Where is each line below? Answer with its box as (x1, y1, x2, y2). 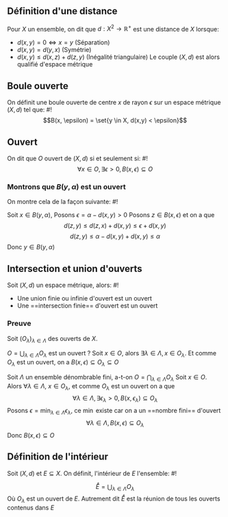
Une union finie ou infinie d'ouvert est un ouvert (16, 294, 153, 303)
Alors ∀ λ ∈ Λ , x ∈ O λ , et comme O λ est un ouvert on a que (7, 381, 175, 392)
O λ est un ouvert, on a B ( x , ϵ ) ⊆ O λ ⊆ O (7, 358, 119, 368)
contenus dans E (7, 503, 55, 512)
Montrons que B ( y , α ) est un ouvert (7, 182, 127, 192)
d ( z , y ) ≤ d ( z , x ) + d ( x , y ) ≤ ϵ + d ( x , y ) (64, 222, 166, 230)
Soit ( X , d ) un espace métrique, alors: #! (7, 281, 119, 290)
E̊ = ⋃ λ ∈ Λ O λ (95, 482, 135, 492)
